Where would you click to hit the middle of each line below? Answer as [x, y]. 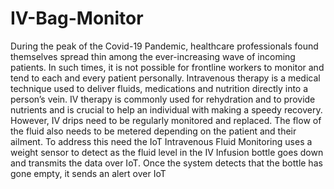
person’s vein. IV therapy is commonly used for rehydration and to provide [163, 99]
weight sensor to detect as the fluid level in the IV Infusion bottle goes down [167, 152]
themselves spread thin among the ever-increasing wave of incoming [153, 56]
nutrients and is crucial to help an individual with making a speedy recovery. [166, 109]
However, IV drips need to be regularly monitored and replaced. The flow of [166, 120]
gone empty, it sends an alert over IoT [88, 173]
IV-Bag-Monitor [77, 18]
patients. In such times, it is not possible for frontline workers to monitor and [167, 67]
